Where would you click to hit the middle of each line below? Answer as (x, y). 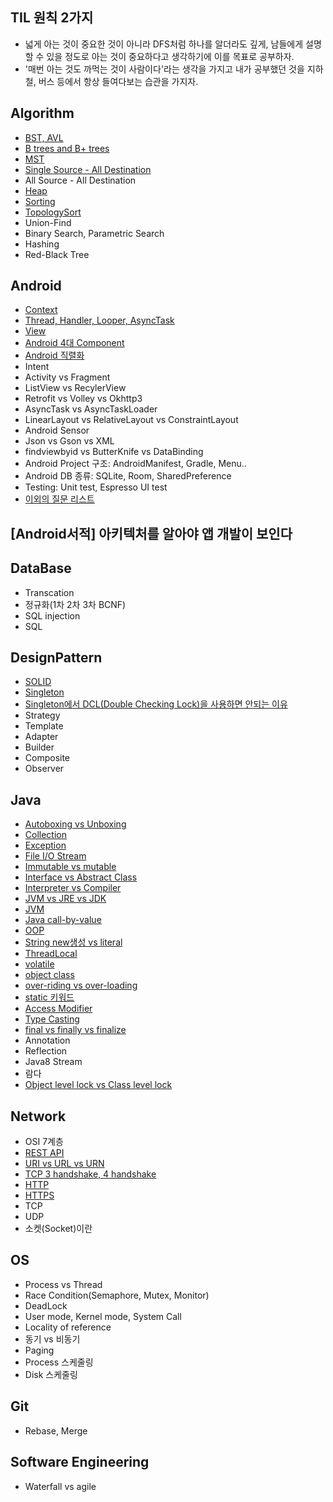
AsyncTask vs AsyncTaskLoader (91, 409)
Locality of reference (68, 1327)
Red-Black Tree (57, 254)
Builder (39, 747)
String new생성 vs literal (73, 942)
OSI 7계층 (44, 1142)
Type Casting (52, 1019)
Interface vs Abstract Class (81, 877)
